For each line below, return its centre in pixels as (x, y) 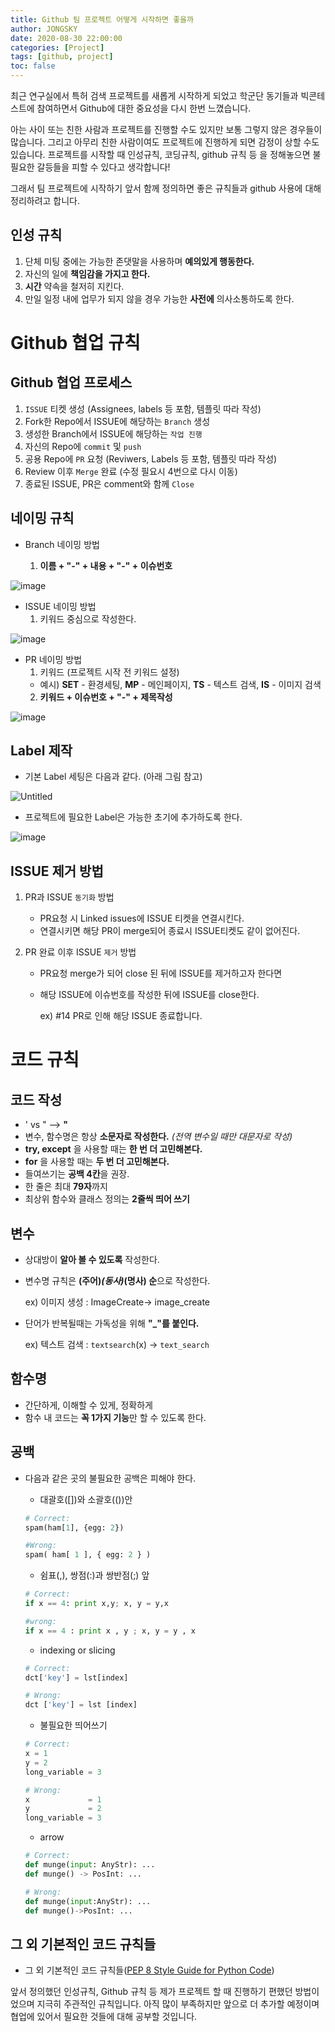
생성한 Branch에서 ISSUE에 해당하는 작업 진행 (113, 433)
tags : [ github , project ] (62, 57)
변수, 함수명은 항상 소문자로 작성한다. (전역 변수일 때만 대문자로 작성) (158, 1137)
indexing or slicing (77, 1650)
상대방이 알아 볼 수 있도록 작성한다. (92, 1260)
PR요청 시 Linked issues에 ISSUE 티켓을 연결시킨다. (142, 918)
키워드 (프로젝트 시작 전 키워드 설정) (109, 672)
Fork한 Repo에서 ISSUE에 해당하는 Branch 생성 (117, 421)
